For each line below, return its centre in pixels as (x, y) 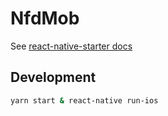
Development (53, 77)
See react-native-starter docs (71, 46)
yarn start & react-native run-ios (84, 100)
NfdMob (45, 18)
